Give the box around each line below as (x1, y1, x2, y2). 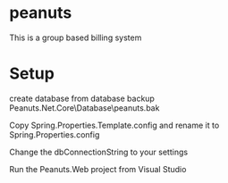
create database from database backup (9, 93, 155, 104)
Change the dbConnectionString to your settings (9, 146, 189, 157)
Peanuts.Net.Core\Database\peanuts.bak (9, 102, 160, 113)
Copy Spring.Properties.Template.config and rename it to (9, 120, 220, 130)
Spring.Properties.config (9, 129, 100, 140)
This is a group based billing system (9, 32, 142, 43)
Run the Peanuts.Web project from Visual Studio (9, 163, 187, 174)
